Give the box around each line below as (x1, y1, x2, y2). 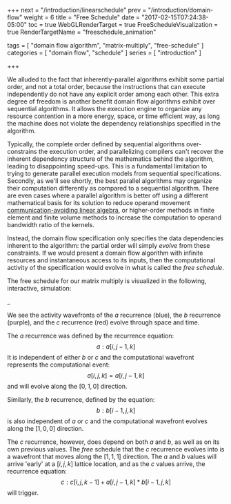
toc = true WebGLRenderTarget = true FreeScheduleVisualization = (28, 21, 219, 28)
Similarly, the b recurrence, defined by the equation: (7, 396, 155, 403)
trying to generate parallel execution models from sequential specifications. (7, 169, 222, 177)
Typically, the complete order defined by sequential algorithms (7, 140, 185, 148)
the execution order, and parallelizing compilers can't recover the (38, 148, 224, 155)
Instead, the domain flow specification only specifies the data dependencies (7, 234, 224, 242)
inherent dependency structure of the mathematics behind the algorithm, (7, 155, 214, 163)
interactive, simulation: (7, 284, 72, 292)
